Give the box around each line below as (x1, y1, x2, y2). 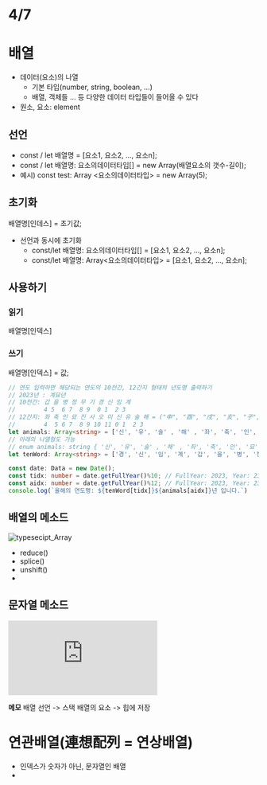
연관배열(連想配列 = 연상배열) (8, 733, 193, 752)
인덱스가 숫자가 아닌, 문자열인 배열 (19, 761, 126, 771)
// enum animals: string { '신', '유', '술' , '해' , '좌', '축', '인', (8, 443, 242, 451)
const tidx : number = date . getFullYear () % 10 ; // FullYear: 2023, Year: (8, 472, 250, 480)
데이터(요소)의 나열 (19, 72, 79, 82)
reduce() (19, 548, 49, 557)
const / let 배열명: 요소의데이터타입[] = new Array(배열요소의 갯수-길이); (19, 160, 246, 170)
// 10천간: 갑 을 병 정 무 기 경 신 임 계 (8, 398, 131, 407)
